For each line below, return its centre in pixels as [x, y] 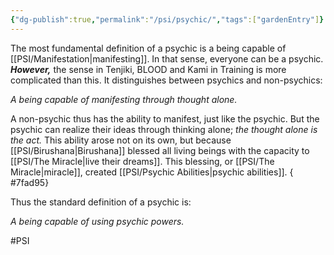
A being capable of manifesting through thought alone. [124, 99]
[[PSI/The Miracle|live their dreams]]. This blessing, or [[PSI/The [142, 161]
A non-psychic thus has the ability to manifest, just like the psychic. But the [165, 118]
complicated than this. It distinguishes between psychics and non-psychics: [166, 80]
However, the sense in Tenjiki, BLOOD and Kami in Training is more [148, 69]
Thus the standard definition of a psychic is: [101, 202]
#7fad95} [30, 182]
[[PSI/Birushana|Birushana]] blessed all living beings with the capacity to [160, 150]
